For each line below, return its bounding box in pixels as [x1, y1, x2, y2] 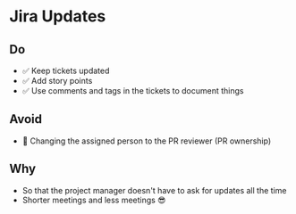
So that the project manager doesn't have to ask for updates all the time [21, 185, 287, 195]
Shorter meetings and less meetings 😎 [21, 194, 166, 205]
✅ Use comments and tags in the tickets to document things [21, 86, 244, 95]
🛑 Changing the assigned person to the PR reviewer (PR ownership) [21, 136, 272, 146]
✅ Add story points [21, 76, 93, 86]
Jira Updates [9, 6, 106, 27]
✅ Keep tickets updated [21, 65, 110, 76]
